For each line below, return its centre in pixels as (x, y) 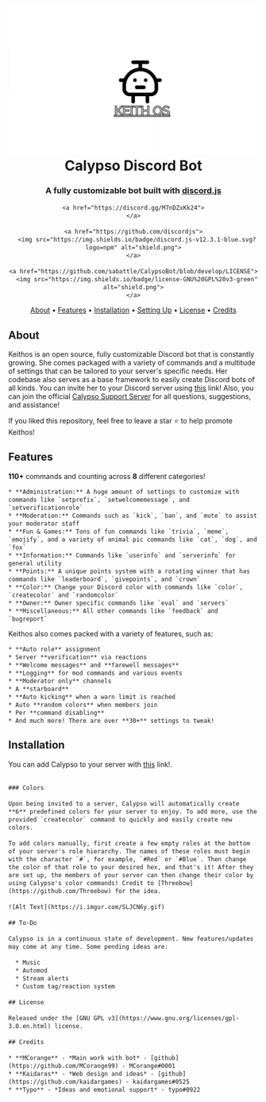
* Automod (31, 970)
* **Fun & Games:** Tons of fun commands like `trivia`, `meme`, (118, 532)
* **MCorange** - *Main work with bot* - (78, 1058)
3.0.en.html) (30, 1026)
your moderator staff (44, 524)
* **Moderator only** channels (60, 681)
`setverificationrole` (46, 508)
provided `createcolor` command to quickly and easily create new (120, 819)
